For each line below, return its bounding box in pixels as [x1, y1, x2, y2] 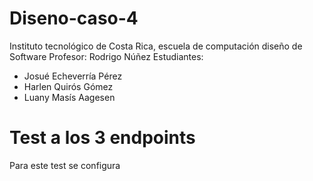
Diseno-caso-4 [9, 7, 139, 30]
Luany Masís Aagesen [23, 91, 116, 103]
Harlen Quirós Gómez [23, 80, 114, 92]
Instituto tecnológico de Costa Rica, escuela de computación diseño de [9, 40, 303, 52]
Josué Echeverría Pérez [23, 70, 123, 82]
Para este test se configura [9, 159, 121, 171]
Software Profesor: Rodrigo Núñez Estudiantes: [9, 50, 204, 62]
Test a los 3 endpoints [9, 127, 196, 149]
